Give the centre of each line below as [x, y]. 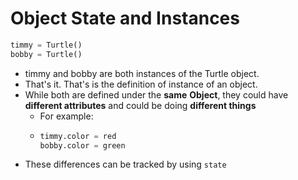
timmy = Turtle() [46, 45]
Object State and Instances [125, 18]
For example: [66, 116]
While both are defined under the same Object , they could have [156, 94]
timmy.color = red [78, 136]
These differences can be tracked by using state [125, 164]
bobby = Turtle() [46, 54]
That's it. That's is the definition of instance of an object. [141, 84]
